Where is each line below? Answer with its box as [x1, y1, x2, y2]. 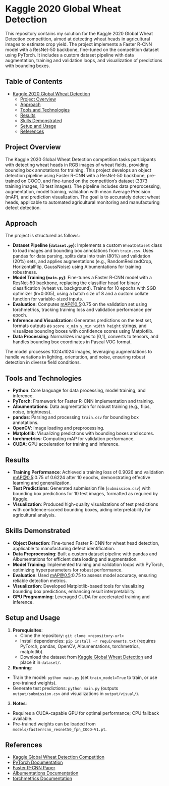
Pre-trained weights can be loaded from [12, 720, 96, 727]
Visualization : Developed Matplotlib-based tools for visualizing [12, 583, 144, 589]
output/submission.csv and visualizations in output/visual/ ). [12, 690, 140, 697]
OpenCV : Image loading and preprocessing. [12, 425, 105, 431]
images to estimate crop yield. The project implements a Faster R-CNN [5, 41, 152, 47]
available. [12, 715, 33, 721]
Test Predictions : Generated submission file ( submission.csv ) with [12, 485, 151, 491]
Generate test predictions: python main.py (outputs [12, 685, 119, 691]
